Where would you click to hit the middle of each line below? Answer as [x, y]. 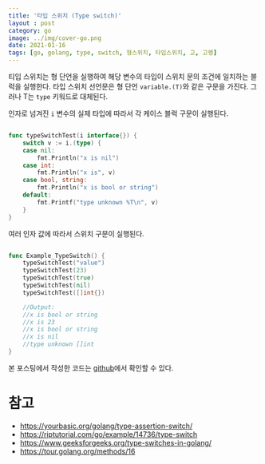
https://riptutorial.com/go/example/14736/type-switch [109, 434]
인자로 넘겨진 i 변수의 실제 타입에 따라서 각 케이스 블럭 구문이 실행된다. [119, 113]
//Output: [39, 307]
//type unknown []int [58, 344]
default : [37, 195]
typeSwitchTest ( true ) [58, 278]
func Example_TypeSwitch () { [57, 256]
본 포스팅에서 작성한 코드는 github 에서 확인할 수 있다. [91, 367]
